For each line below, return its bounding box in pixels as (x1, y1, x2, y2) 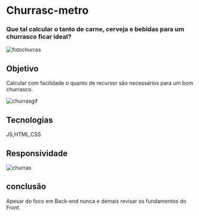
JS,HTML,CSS (6, 131, 41, 138)
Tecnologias (6, 115, 53, 125)
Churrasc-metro (6, 4, 89, 17)
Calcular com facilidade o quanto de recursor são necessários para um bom (6, 79, 194, 87)
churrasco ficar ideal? (6, 32, 72, 41)
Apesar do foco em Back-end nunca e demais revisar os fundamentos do (6, 197, 186, 205)
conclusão (6, 181, 47, 192)
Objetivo (6, 64, 39, 74)
